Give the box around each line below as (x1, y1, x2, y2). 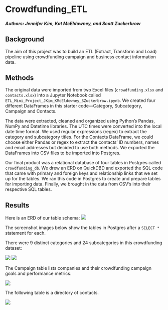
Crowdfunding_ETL (5, 4, 88, 15)
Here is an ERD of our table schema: (5, 215, 80, 221)
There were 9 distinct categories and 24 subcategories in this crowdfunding (5, 240, 162, 246)
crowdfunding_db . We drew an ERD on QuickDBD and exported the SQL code (5, 165, 163, 171)
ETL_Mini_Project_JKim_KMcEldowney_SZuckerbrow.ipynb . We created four (5, 97, 156, 104)
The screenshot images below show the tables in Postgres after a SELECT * (5, 225, 159, 231)
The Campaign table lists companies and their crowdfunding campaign (5, 265, 152, 271)
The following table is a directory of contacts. (5, 290, 99, 296)
